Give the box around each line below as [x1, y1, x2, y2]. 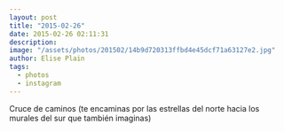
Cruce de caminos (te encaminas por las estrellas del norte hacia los [9, 103, 260, 113]
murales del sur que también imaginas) [9, 113, 152, 123]
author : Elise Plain [9, 54, 86, 63]
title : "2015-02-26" [9, 21, 86, 30]
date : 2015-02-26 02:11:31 [9, 29, 109, 38]
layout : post [9, 12, 58, 22]
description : [9, 37, 58, 47]
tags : [9, 63, 29, 72]
